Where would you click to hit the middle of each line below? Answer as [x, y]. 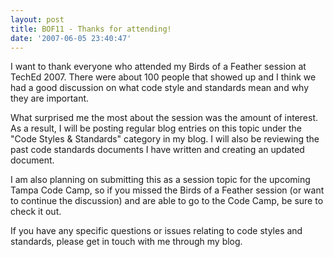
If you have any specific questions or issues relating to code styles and [156, 231]
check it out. [36, 212]
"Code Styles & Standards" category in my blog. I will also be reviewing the [165, 139]
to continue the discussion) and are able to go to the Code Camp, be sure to [167, 201]
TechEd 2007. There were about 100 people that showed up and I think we [163, 77]
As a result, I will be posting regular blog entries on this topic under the [156, 128]
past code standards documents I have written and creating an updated [157, 150]
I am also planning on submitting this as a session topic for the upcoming [160, 180]
